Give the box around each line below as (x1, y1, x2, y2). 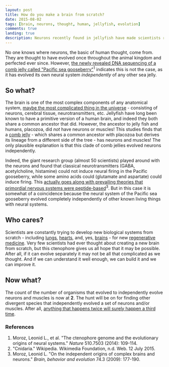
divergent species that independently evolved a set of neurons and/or (5, 300, 150, 306)
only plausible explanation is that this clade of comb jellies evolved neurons (5, 142, 161, 149)
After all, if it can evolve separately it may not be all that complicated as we (5, 251, 160, 257)
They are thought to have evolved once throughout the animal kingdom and (5, 54, 162, 60)
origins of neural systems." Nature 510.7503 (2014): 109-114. (12, 340, 138, 346)
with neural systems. (5, 201, 48, 207)
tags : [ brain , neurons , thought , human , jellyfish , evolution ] (5, 21, 141, 27)
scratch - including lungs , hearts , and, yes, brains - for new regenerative (5, 234, 156, 240)
